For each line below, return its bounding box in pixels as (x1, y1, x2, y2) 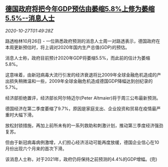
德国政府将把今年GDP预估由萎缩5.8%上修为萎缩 (5, 4, 155, 13)
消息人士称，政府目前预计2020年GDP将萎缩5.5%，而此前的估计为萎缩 (5, 54, 150, 61)
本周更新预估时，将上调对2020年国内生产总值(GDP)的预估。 (5, 44, 130, 50)
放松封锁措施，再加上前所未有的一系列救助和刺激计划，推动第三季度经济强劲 (5, 122, 163, 128)
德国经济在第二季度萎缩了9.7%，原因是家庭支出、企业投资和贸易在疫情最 (5, 105, 156, 111)
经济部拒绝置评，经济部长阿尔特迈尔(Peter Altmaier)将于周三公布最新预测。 (5, 94, 161, 101)
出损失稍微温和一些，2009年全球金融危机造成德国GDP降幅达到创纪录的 (5, 78, 153, 84)
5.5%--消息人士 (5, 14, 55, 22)
